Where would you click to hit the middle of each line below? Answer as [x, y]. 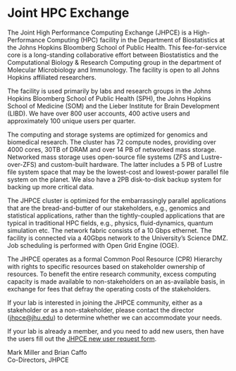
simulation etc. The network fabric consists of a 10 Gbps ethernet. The [110, 230]
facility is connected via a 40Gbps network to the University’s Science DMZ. [118, 238]
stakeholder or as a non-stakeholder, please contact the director [101, 310]
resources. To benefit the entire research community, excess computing [112, 274]
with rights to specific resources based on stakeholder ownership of [106, 266]
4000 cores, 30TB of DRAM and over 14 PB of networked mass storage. [112, 149]
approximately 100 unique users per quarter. [72, 120]
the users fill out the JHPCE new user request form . [82, 339]
